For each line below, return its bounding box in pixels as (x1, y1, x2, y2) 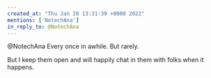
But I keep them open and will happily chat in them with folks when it (7, 56, 204, 64)
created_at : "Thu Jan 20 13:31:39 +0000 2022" (7, 10, 145, 17)
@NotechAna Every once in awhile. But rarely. (7, 42, 139, 51)
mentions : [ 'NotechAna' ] (7, 17, 79, 24)
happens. (7, 63, 35, 72)
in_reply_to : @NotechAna (7, 23, 79, 30)
